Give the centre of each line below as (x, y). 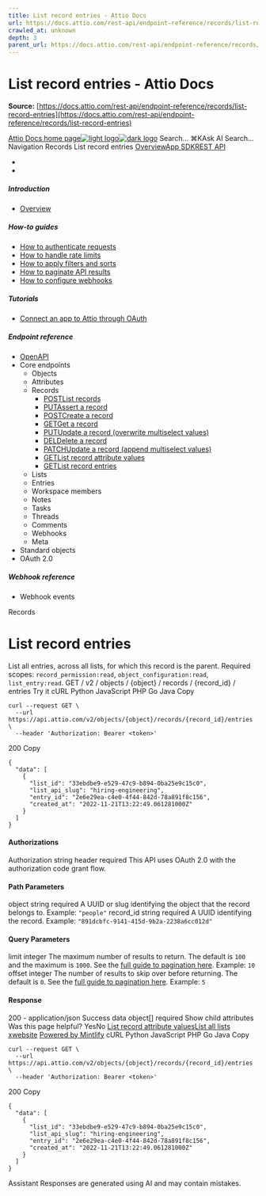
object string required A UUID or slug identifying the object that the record (129, 905)
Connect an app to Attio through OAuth (84, 318)
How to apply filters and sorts (68, 263)
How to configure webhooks (66, 280)
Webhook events (47, 596)
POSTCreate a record (78, 415)
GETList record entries (80, 466)
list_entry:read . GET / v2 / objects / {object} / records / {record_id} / (122, 683)
